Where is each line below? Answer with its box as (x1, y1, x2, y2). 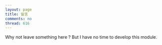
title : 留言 (5, 12, 28, 17)
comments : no (5, 16, 32, 21)
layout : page (5, 7, 32, 12)
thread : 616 (5, 21, 30, 26)
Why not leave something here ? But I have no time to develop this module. (5, 34, 158, 40)
